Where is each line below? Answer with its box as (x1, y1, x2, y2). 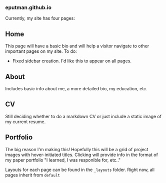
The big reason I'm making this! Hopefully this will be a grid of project (5, 146, 148, 152)
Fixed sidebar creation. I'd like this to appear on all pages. (12, 58, 131, 64)
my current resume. (5, 119, 46, 125)
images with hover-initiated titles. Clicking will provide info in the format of (5, 152, 158, 158)
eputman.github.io (5, 4, 51, 11)
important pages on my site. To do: (5, 48, 77, 54)
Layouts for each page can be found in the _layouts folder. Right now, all (5, 167, 155, 173)
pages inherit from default (5, 172, 60, 178)
